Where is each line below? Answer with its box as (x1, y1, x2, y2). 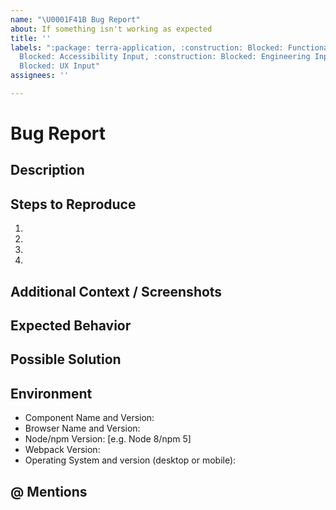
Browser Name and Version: (24, 422, 141, 435)
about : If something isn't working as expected (10, 24, 213, 34)
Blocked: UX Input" (19, 61, 101, 71)
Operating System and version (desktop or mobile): (24, 454, 237, 466)
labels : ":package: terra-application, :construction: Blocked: (10, 42, 284, 53)
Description (10, 162, 85, 179)
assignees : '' (10, 71, 70, 81)
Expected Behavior (10, 317, 132, 335)
